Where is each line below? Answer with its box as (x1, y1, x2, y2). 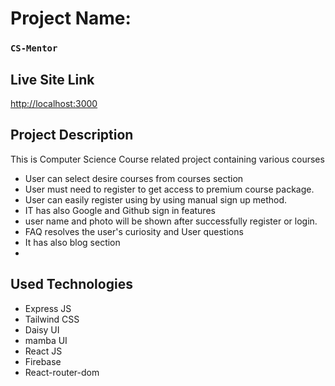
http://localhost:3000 (10, 97, 98, 109)
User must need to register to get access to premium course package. (24, 183, 315, 195)
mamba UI (24, 334, 68, 346)
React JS (24, 345, 63, 357)
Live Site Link (10, 71, 95, 88)
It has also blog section (24, 236, 121, 248)
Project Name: (10, 7, 132, 30)
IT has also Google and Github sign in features (24, 204, 216, 216)
